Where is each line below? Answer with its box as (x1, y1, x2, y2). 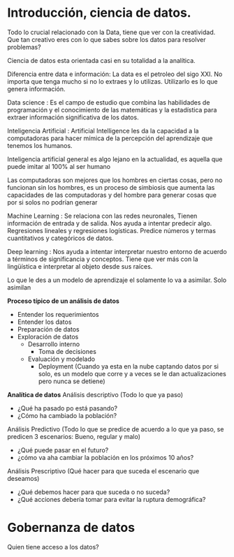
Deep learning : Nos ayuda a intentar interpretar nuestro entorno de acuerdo (7, 247, 227, 255)
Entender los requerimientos (17, 310, 99, 318)
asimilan (7, 283, 31, 291)
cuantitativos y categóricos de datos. (7, 234, 114, 242)
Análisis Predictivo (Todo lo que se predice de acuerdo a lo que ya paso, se (7, 424, 224, 433)
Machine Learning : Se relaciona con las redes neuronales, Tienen (7, 211, 198, 220)
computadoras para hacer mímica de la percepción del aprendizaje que (7, 134, 213, 142)
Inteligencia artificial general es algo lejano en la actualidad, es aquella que (7, 155, 223, 163)
